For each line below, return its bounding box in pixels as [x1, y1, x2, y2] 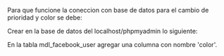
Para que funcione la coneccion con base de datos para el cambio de [7, 6, 209, 14]
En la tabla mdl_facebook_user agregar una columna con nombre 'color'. [7, 41, 217, 48]
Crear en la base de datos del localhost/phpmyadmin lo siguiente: [7, 27, 198, 35]
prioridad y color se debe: [7, 13, 82, 22]
